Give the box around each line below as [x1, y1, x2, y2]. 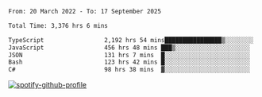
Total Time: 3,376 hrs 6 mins [8, 21, 109, 29]
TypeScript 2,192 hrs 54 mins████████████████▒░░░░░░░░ [8, 36, 254, 44]
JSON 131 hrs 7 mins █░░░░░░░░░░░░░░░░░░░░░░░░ [8, 51, 250, 59]
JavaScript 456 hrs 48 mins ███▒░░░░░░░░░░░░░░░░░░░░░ [8, 44, 250, 52]
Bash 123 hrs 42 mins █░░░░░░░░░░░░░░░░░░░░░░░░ [8, 58, 250, 67]
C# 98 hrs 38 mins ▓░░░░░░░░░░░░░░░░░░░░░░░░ [8, 66, 250, 74]
